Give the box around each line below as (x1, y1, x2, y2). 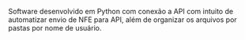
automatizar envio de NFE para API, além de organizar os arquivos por (8, 15, 237, 24)
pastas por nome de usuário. (8, 24, 102, 32)
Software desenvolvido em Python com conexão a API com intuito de (8, 7, 234, 16)
